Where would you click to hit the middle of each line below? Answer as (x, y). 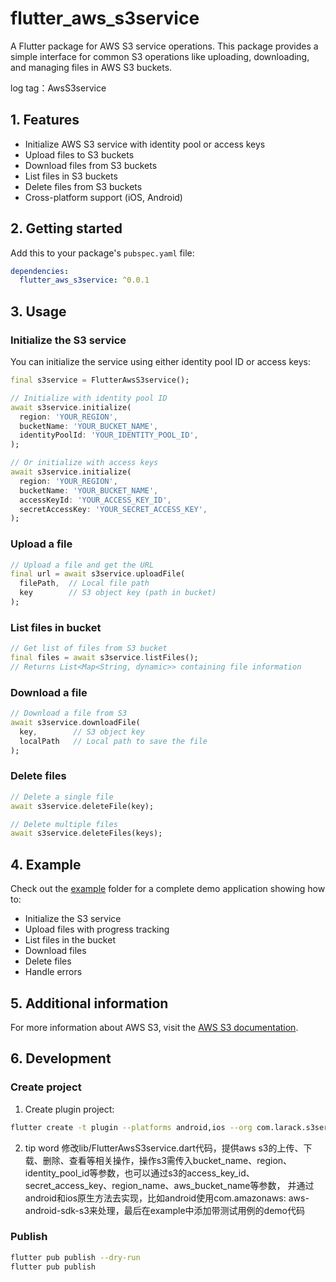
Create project (46, 1087)
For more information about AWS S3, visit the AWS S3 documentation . (154, 1027)
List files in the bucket (70, 940)
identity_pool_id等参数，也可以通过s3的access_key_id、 (139, 1173)
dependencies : (40, 271)
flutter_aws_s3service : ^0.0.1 (84, 280)
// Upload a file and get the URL (82, 565)
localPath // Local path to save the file (113, 741)
